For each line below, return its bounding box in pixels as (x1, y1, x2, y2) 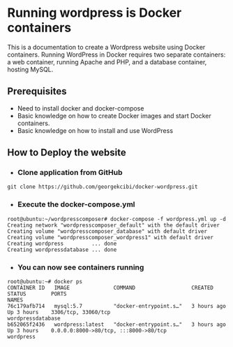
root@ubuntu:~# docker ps (7, 278, 82, 285)
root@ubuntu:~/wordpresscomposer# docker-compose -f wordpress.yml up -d (7, 215, 227, 222)
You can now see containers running (17, 262, 144, 272)
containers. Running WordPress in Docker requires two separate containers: (7, 50, 226, 59)
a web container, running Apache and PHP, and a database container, (7, 57, 207, 66)
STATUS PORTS (7, 290, 68, 298)
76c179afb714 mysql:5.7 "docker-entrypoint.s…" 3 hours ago (7, 303, 227, 310)
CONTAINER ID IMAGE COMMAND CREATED (7, 285, 214, 292)
